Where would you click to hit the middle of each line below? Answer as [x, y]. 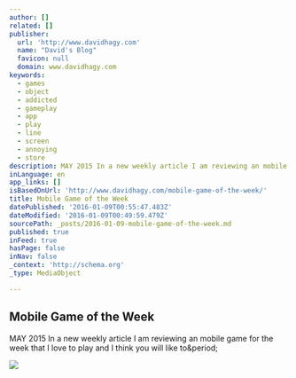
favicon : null [43, 59]
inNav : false [33, 257]
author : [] [29, 17]
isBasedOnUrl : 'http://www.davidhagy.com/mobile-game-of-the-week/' [138, 191]
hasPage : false [37, 248]
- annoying [37, 149]
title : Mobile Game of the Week [69, 199]
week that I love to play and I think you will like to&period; [114, 348]
